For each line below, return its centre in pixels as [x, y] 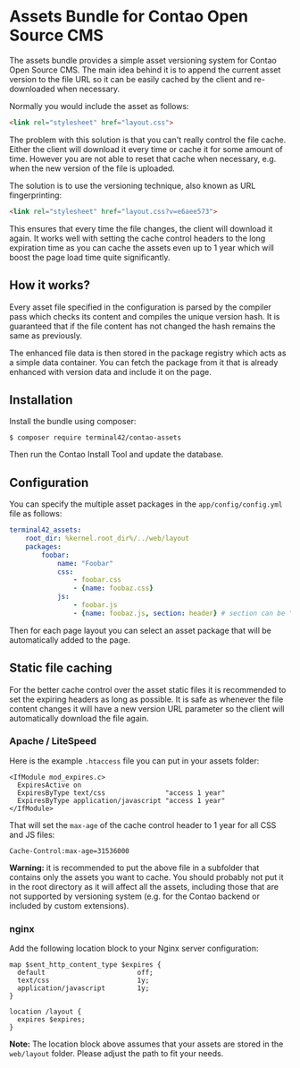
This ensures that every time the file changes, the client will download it [141, 228]
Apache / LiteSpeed [53, 741]
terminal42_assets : [46, 530]
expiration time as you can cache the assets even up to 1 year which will [142, 247]
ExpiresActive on [50, 785]
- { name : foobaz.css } [113, 588]
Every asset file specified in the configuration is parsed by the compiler [141, 307]
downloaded [32, 89]
